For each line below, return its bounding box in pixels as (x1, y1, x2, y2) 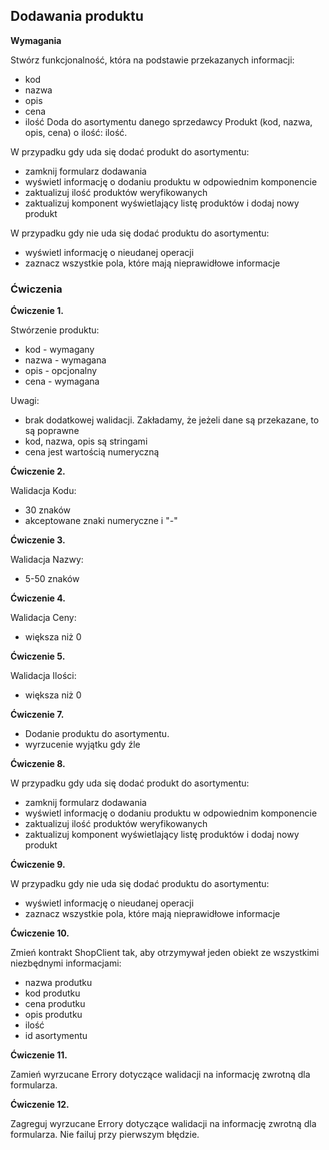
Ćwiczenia (10, 282, 63, 296)
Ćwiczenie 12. (10, 1099, 70, 1111)
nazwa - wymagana (24, 354, 107, 366)
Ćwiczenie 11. (10, 1049, 68, 1061)
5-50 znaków (24, 573, 80, 585)
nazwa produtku (24, 977, 93, 989)
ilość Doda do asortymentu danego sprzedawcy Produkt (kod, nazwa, (24, 115, 313, 128)
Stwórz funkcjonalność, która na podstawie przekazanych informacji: (10, 54, 295, 66)
